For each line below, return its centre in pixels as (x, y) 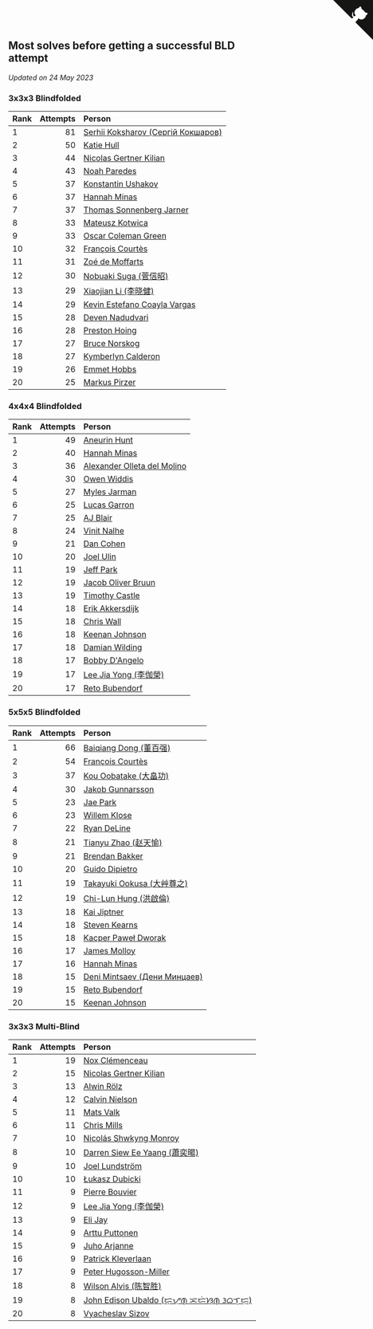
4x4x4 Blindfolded (45, 407)
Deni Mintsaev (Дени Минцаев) (143, 977)
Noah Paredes (110, 171)
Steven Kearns (110, 925)
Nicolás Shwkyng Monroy (131, 1138)
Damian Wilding (113, 647)
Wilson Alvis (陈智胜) (122, 1286)
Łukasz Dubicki (112, 1179)
